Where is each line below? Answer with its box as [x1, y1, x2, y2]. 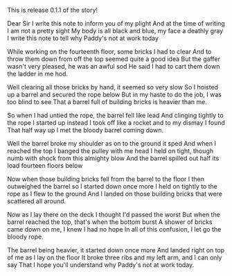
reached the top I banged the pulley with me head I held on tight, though [7, 147, 213, 155]
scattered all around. [7, 197, 66, 205]
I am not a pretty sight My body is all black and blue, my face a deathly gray [7, 27, 224, 35]
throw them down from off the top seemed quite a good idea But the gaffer [7, 55, 220, 63]
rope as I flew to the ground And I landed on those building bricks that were [7, 190, 223, 198]
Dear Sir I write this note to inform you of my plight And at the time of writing [7, 19, 225, 27]
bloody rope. [7, 232, 44, 241]
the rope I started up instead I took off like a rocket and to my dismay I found [7, 119, 225, 127]
